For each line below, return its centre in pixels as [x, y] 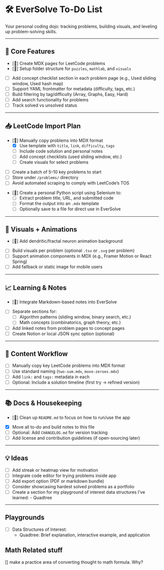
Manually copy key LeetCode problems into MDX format [69, 365]
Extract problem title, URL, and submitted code [66, 198]
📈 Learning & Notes [36, 287]
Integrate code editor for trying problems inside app [64, 476]
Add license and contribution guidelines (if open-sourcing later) [76, 438]
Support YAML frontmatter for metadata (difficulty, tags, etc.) [73, 89]
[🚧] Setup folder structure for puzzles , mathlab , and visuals [72, 68]
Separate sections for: [34, 312]
